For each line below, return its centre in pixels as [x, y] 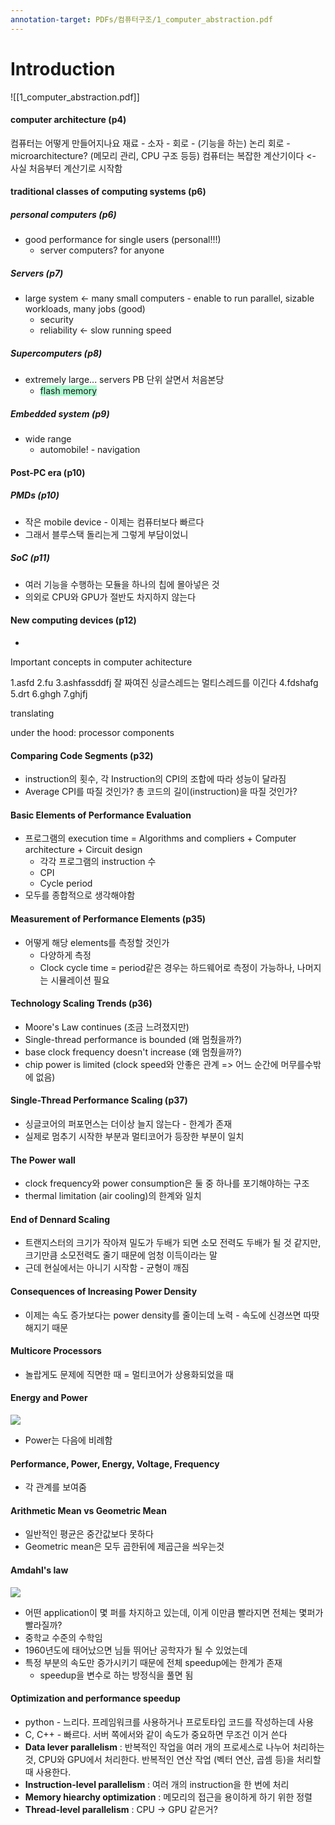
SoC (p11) [30, 558]
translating [32, 713]
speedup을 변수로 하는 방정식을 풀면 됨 [116, 1675]
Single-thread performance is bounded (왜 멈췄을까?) [133, 1039]
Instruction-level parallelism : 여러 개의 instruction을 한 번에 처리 [157, 1784]
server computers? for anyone [102, 250]
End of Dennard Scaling [60, 1219]
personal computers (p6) [63, 214]
